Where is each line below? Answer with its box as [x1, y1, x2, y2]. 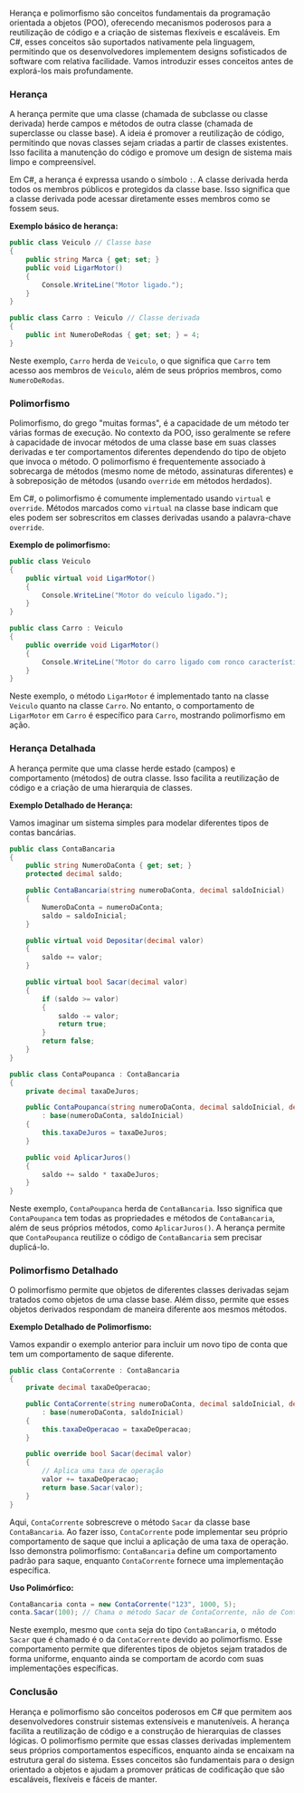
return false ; [42, 1036, 95, 1046]
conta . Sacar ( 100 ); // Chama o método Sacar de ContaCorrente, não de [9, 1608, 278, 1617]
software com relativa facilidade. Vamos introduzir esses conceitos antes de [9, 56, 294, 66]
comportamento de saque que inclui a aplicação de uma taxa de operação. [9, 1536, 290, 1547]
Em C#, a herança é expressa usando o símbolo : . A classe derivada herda [9, 174, 289, 185]
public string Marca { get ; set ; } [25, 255, 160, 265]
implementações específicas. [9, 1663, 119, 1674]
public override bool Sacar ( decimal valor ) [25, 1450, 193, 1459]
